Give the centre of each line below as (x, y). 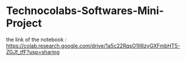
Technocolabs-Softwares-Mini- (85, 11)
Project (24, 23)
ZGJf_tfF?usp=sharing (33, 52)
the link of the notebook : (36, 39)
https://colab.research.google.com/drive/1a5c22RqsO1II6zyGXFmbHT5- (93, 46)
